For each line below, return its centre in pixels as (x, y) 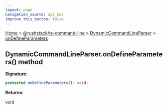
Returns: (15, 93)
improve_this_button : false (35, 19)
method (31, 62)
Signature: (16, 74)
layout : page (19, 10)
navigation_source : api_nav (35, 14)
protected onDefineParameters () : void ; (47, 83)
